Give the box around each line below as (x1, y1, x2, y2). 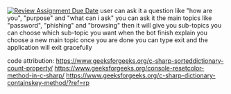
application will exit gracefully (7, 44, 92, 51)
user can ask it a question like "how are (100, 7, 213, 15)
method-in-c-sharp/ (7, 71, 65, 79)
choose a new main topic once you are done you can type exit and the (7, 36, 208, 44)
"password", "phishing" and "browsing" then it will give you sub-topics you (7, 21, 222, 29)
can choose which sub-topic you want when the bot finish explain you (7, 28, 208, 37)
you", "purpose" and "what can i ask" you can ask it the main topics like (7, 14, 212, 22)
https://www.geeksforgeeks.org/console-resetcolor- (54, 64, 205, 72)
